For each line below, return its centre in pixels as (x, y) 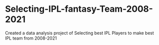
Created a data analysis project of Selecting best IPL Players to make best (79, 33)
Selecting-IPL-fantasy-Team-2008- (79, 9)
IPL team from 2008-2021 (31, 38)
